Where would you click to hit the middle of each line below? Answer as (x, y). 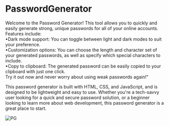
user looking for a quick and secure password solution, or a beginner (78, 98)
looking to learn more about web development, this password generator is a (85, 103)
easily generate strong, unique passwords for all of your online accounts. (82, 28)
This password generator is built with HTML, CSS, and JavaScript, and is (81, 86)
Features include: (23, 34)
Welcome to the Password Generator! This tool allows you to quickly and (81, 23)
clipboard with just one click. (35, 71)
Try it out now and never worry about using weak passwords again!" (77, 77)
